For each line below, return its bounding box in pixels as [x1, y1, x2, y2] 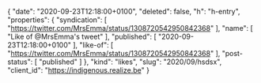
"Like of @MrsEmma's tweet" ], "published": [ [7, 32, 157, 41]
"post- [221, 49, 243, 58]
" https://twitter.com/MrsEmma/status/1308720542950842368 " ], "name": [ [7, 24, 254, 32]
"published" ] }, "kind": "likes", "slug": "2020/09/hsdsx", [38, 57, 222, 66]
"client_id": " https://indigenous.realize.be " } [7, 66, 149, 74]
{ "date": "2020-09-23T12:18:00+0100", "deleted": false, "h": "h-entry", [7, 7, 240, 16]
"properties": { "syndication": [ [7, 15, 108, 25]
